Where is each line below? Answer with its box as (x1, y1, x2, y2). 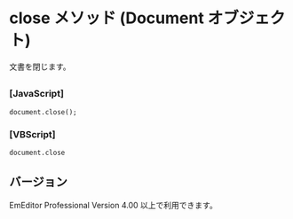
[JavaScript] (9, 88, 65, 100)
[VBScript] (9, 128, 56, 140)
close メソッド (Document (9, 8, 204, 28)
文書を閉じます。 (9, 61, 71, 72)
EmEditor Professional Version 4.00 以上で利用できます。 (9, 199, 218, 210)
